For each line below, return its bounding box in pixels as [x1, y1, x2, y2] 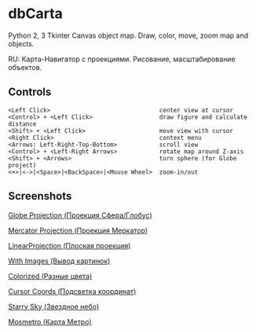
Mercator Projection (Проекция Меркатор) [8, 226, 148, 235]
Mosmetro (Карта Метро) [8, 317, 92, 326]
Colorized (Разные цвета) [8, 271, 93, 281]
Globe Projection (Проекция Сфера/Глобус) [8, 210, 153, 220]
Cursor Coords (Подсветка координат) [8, 286, 137, 295]
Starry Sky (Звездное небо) [8, 302, 100, 311]
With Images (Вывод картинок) [8, 256, 111, 266]
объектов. [8, 62, 42, 72]
